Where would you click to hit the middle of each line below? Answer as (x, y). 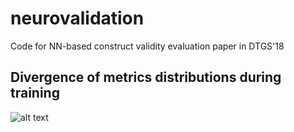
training (35, 93)
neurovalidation (77, 18)
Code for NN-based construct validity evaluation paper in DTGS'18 (147, 46)
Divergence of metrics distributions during (146, 77)
